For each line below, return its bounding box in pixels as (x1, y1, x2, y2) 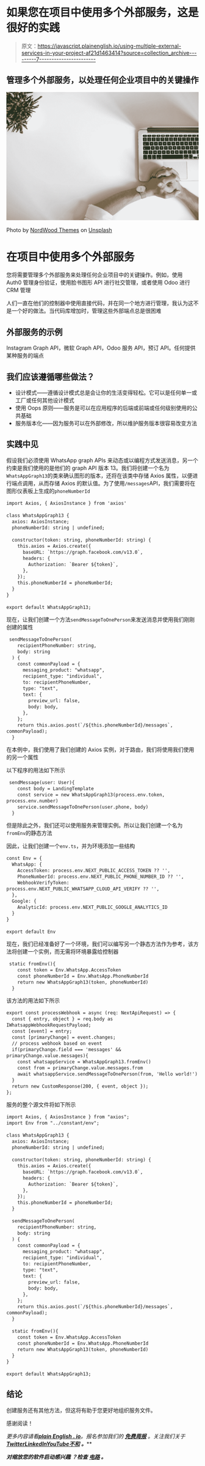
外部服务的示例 (6, 327, 63, 337)
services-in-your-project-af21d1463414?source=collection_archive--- (21, 49, 197, 56)
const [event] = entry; (12, 1028, 72, 1034)
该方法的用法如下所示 (6, 997, 60, 1004)
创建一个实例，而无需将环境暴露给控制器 (16, 948, 119, 955)
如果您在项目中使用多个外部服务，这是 (6, 6, 200, 20)
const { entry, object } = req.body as (12, 1015, 113, 1022)
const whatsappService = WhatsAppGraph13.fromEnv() (17, 1058, 151, 1065)
